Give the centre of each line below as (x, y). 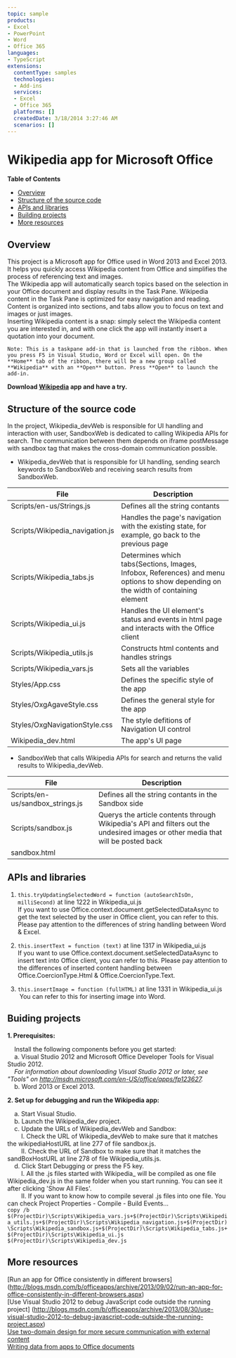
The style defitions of (156, 720)
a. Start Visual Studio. (45, 1113)
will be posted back (130, 841)
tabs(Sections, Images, (159, 564)
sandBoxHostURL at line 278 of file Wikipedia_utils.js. (84, 1158)
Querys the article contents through (157, 815)
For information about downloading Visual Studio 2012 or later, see (111, 1071)
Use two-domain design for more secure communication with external (109, 1331)
